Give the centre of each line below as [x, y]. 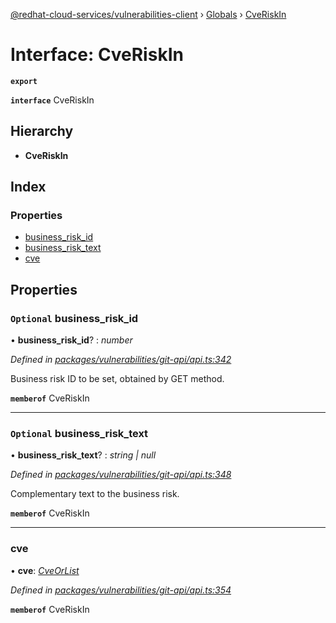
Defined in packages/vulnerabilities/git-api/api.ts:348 [121, 475]
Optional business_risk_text [79, 434]
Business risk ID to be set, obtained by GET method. [117, 379]
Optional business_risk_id [74, 318]
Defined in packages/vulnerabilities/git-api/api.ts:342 [121, 360]
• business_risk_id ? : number [71, 340]
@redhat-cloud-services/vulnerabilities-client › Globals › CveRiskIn [148, 14]
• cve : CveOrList [45, 570]
